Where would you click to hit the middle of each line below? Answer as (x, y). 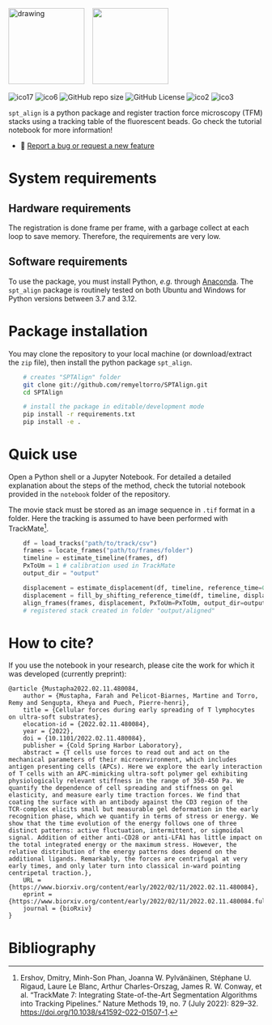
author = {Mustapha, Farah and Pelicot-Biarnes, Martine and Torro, (141, 696)
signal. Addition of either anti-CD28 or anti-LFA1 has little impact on (136, 838)
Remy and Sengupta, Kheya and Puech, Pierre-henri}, (99, 703)
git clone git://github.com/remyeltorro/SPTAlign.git (115, 385)
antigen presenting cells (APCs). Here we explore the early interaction (136, 767)
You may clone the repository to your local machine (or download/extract (130, 353)
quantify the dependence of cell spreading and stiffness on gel (121, 788)
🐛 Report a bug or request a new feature (87, 145)
